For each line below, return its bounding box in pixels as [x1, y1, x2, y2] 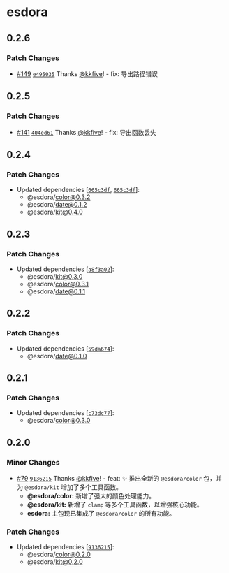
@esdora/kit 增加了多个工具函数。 [24, 483, 123, 491]
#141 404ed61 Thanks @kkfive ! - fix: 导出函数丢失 [16, 128, 157, 136]
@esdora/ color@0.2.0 [27, 550, 91, 559]
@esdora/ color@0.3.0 [27, 416, 91, 425]
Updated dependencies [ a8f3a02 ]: [16, 265, 114, 273]
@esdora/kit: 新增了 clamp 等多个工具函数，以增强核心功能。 [27, 500, 203, 509]
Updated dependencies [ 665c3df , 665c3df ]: [16, 186, 140, 194]
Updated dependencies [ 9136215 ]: [16, 543, 114, 551]
